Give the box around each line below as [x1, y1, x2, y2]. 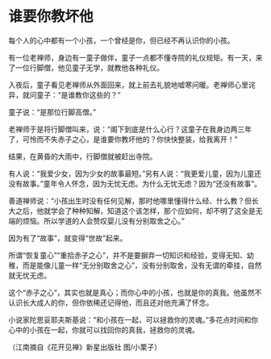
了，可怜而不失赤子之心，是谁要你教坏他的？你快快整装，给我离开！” [8, 134, 238, 144]
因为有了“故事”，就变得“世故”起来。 [8, 233, 127, 243]
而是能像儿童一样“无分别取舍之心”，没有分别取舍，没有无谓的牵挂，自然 [22, 260, 262, 270]
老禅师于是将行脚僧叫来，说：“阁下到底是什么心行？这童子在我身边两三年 [8, 124, 252, 134]
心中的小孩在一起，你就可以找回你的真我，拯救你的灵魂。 [8, 324, 199, 335]
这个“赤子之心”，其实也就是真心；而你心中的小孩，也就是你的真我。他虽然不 [8, 287, 262, 297]
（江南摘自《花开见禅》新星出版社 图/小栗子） [8, 342, 161, 352]
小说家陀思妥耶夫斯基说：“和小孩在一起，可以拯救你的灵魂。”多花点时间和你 [8, 315, 259, 324]
